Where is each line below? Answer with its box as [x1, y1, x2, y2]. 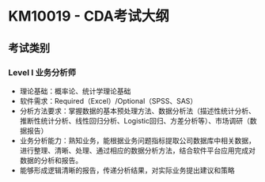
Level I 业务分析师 [8, 66, 77, 78]
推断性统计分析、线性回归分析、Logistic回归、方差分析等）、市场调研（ [19, 116, 251, 125]
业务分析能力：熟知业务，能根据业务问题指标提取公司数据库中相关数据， [19, 135, 256, 145]
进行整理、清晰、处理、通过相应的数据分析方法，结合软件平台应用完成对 [19, 146, 256, 155]
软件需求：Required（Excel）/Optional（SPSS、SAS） [19, 96, 198, 105]
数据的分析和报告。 [19, 155, 83, 165]
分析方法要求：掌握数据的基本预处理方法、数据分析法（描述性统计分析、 [19, 106, 256, 116]
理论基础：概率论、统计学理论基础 [19, 86, 131, 96]
